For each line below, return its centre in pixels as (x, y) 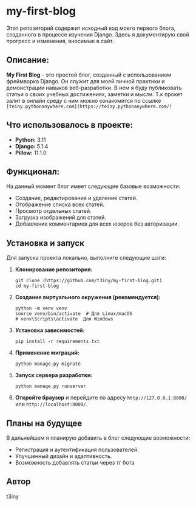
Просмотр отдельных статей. (53, 211)
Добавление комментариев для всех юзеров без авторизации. (97, 224)
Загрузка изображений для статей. (60, 218)
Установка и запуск (46, 243)
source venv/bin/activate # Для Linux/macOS (73, 314)
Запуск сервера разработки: (54, 375)
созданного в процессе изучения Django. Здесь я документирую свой (98, 34)
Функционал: (33, 172)
